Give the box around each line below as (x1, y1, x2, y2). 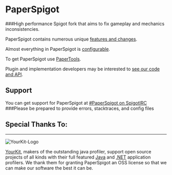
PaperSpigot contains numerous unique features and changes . (5, 36, 137, 42)
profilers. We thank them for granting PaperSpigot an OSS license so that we (5, 159, 167, 165)
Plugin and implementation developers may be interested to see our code (5, 66, 160, 72)
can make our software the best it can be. (5, 165, 93, 171)
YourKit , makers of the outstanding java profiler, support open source (5, 148, 152, 154)
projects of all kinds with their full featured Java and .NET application (5, 154, 151, 160)
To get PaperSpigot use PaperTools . (5, 55, 81, 62)
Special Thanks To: (5, 120, 68, 129)
